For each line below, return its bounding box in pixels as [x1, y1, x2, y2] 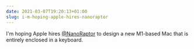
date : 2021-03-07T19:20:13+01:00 [6, 8, 88, 15]
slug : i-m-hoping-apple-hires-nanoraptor [6, 14, 109, 20]
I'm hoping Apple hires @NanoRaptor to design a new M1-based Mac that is [6, 30, 189, 37]
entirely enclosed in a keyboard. [6, 36, 84, 43]
